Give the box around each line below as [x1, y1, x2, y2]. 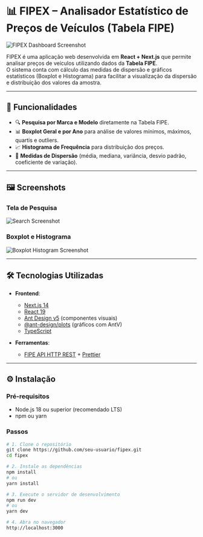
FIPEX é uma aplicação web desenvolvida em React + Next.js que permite [6, 53, 192, 60]
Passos [6, 428, 28, 436]
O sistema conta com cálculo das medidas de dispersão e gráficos [6, 66, 172, 73]
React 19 [24, 308, 46, 315]
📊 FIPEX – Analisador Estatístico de [6, 4, 188, 18]
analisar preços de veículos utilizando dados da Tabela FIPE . [6, 59, 158, 67]
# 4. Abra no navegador [6, 519, 66, 525]
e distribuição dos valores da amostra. [6, 79, 101, 86]
